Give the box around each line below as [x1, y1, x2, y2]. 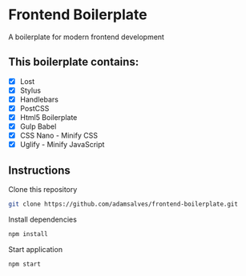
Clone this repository [8, 185, 78, 194]
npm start [8, 260, 42, 268]
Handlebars [19, 94, 58, 104]
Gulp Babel [19, 122, 57, 131]
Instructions [8, 163, 71, 177]
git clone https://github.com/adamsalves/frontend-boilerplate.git [8, 200, 239, 209]
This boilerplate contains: [8, 55, 139, 69]
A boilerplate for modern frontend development [8, 32, 164, 42]
